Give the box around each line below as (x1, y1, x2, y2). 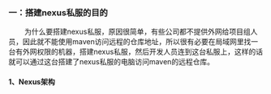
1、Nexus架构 (8, 76, 55, 86)
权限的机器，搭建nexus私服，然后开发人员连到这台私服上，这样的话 (36, 47, 264, 57)
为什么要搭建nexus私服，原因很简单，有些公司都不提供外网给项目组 (24, 27, 251, 37)
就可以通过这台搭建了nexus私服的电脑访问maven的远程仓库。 (8, 57, 215, 67)
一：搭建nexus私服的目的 (8, 6, 108, 18)
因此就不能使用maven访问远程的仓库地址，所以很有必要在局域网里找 (22, 37, 252, 47)
